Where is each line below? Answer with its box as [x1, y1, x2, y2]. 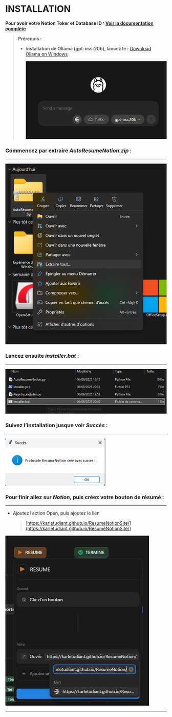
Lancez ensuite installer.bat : [5, 352, 79, 359]
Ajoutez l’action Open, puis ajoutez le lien [12, 510, 100, 516]
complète [5, 25, 26, 31]
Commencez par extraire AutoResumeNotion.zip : [5, 147, 132, 154]
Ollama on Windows [25, 51, 68, 57]
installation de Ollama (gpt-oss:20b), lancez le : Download [25, 45, 152, 51]
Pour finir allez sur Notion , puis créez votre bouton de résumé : [5, 493, 164, 501]
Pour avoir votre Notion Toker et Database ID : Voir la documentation [5, 20, 154, 26]
